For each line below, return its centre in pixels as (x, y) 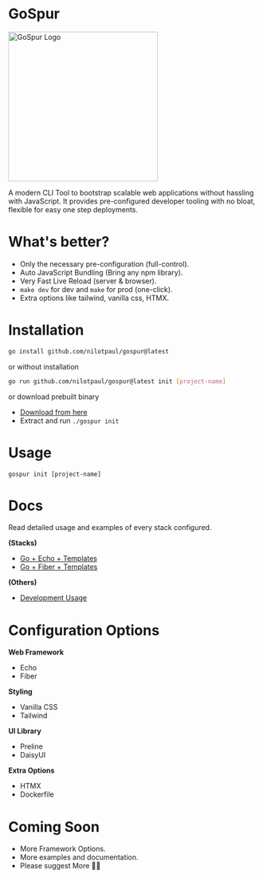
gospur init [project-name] (55, 474)
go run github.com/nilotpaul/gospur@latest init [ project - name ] (117, 381)
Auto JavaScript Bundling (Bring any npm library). (101, 272)
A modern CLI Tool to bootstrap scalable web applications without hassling (131, 192)
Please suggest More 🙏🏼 (60, 866)
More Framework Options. (63, 849)
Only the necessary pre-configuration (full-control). (104, 263)
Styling (21, 692)
